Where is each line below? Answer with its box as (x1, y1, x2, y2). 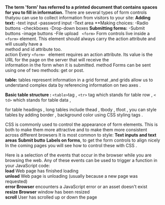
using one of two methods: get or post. (5, 67, 84, 73)
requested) (5, 178, 28, 184)
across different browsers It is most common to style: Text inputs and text (5, 132, 157, 138)
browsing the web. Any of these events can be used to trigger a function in (5, 157, 158, 163)
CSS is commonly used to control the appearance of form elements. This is (5, 121, 158, 127)
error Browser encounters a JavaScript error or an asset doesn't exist (5, 184, 148, 190)
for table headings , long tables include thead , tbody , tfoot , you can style (5, 106, 157, 112)
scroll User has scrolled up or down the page (5, 194, 97, 200)
